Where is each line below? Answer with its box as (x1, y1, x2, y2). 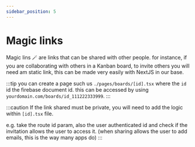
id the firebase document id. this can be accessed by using (6, 86, 149, 93)
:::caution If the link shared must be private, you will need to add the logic (6, 103, 183, 111)
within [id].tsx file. (6, 110, 54, 117)
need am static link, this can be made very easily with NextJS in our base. (6, 68, 184, 75)
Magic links (6, 34, 63, 47)
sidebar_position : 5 (6, 8, 57, 15)
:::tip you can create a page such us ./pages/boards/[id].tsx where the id (6, 80, 187, 87)
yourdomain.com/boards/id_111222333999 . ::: (6, 92, 111, 99)
